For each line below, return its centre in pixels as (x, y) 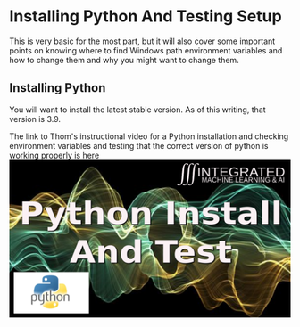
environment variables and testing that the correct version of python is (139, 145)
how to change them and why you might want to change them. (124, 60)
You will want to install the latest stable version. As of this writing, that (137, 110)
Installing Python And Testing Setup (146, 16)
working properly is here (54, 155)
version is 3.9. (35, 119)
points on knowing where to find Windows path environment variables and (146, 50)
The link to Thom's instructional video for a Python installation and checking (149, 136)
